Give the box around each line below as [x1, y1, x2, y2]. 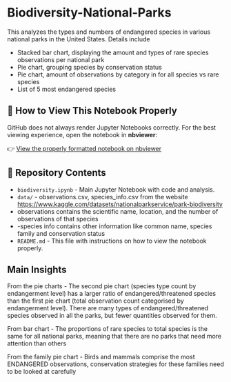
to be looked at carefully [7, 368, 77, 376]
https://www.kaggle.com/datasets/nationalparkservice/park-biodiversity [17, 200, 223, 208]
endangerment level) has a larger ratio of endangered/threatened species [7, 290, 216, 298]
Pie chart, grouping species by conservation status [17, 63, 162, 71]
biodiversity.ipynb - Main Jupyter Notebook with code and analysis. [17, 185, 215, 194]
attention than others [7, 339, 67, 348]
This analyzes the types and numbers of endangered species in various [7, 28, 211, 36]
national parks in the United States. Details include [7, 34, 150, 43]
